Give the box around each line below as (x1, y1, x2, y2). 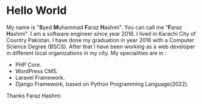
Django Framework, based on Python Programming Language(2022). (15, 80, 189, 88)
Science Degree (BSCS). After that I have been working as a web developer (6, 43, 196, 50)
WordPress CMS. (15, 67, 58, 74)
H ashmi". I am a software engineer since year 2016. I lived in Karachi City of (6, 30, 197, 37)
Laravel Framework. (15, 74, 65, 81)
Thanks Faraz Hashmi (6, 92, 61, 99)
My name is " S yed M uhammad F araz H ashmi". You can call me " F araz (6, 24, 183, 31)
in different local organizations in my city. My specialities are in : (6, 49, 167, 56)
